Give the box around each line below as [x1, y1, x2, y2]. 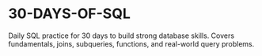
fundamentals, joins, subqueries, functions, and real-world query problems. [8, 39, 255, 48]
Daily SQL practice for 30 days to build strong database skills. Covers [8, 31, 235, 40]
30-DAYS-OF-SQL [8, 5, 131, 23]
